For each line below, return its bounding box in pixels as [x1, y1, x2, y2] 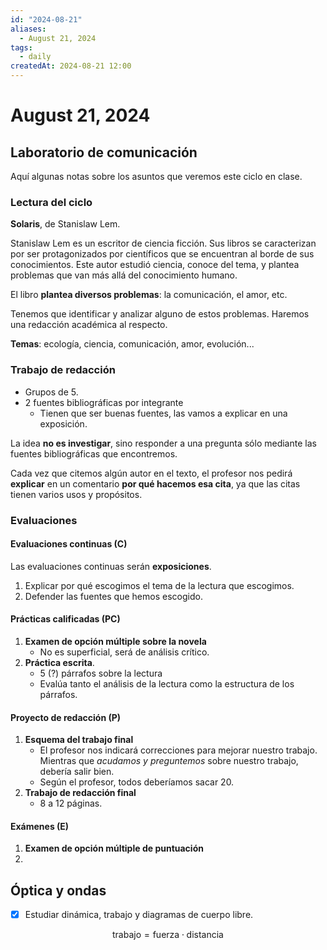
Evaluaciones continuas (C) [10, 538, 128, 550]
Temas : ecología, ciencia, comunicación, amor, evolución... [10, 338, 255, 350]
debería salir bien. [39, 766, 115, 778]
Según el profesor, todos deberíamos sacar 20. [39, 776, 235, 788]
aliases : [10, 24, 47, 34]
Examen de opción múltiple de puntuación [24, 842, 204, 855]
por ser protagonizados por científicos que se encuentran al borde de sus [10, 248, 315, 260]
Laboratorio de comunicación [10, 144, 198, 161]
